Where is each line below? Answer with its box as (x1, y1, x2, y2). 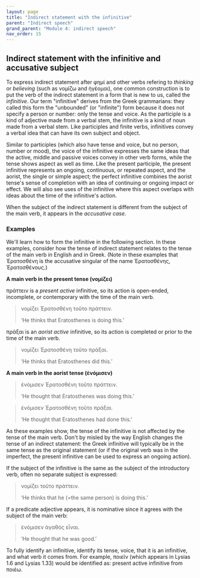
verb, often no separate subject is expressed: (6, 471, 118, 478)
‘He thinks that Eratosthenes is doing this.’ (20, 317, 124, 324)
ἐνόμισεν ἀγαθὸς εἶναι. (20, 523, 80, 531)
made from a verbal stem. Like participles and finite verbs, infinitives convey (6, 123, 194, 130)
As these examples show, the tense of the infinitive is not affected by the (6, 428, 185, 435)
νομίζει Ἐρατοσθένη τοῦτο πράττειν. (20, 305, 112, 312)
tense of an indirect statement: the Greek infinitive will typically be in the (6, 440, 184, 447)
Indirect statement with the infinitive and (6, 53, 161, 63)
